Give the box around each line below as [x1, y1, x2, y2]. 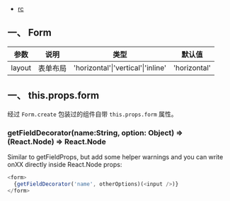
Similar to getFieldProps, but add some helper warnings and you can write [7, 152, 224, 161]
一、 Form [7, 27, 52, 39]
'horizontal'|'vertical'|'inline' [73, 62, 167, 72]
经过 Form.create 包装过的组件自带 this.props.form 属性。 [7, 110, 178, 118]
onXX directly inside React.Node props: [7, 160, 122, 168]
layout [11, 62, 32, 72]
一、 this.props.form [7, 90, 100, 102]
